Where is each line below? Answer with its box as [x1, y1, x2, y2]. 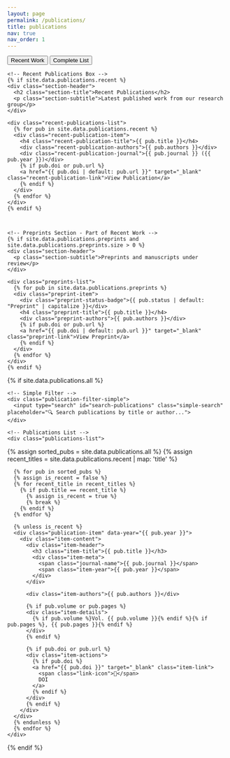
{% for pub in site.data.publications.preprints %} [13, 284, 168, 292]
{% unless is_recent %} [13, 523, 82, 531]
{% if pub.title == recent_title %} [20, 487, 127, 494]
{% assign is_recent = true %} [25, 493, 117, 500]
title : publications [7, 23, 68, 30]
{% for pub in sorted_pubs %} [13, 469, 101, 476]
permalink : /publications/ [7, 17, 86, 24]
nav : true [7, 29, 36, 37]
